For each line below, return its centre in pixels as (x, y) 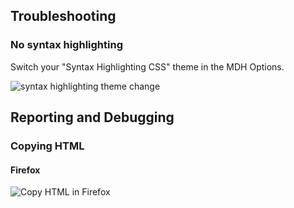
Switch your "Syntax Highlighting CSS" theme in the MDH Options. (147, 66)
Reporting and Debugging (92, 117)
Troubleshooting (63, 16)
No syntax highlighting (66, 45)
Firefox (25, 170)
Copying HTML (47, 146)
